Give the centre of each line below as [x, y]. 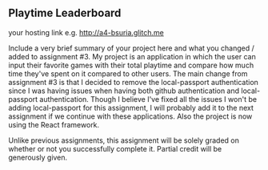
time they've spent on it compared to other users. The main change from [128, 73]
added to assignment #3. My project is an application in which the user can [132, 56]
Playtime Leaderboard [65, 13]
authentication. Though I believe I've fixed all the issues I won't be [148, 99]
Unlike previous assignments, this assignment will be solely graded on [124, 140]
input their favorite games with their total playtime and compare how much [131, 65]
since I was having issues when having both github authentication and [124, 91]
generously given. [38, 157]
